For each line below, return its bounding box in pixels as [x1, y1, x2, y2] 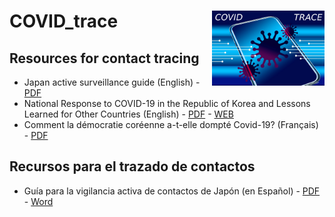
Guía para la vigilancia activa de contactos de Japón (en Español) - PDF [23, 185, 321, 197]
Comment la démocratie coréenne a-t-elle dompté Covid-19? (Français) [23, 119, 319, 130]
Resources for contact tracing [9, 50, 200, 67]
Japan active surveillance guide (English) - [23, 76, 201, 88]
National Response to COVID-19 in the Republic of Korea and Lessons [23, 98, 311, 109]
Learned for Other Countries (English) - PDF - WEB [23, 108, 234, 120]
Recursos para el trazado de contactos [9, 158, 256, 175]
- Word [23, 195, 54, 207]
